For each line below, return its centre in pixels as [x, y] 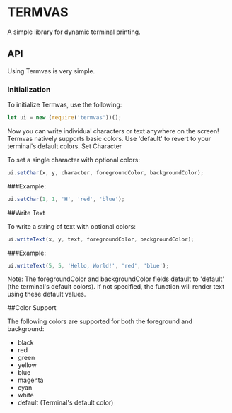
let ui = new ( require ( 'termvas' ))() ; [64, 118]
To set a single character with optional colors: [74, 160]
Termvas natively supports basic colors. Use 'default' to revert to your [109, 138]
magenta [30, 380]
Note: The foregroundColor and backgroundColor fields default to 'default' [116, 279]
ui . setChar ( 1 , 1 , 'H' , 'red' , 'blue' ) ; [66, 199]
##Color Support [32, 308]
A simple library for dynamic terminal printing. [74, 32]
